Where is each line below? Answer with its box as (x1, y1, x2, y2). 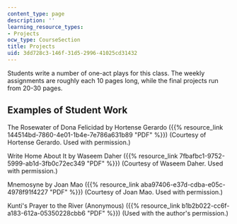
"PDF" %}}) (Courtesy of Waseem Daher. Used (86, 159, 224, 168)
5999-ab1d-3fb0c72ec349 (7, 159, 86, 168)
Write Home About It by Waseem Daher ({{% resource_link (7, 151, 178, 160)
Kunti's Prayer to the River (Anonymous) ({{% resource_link (7, 201, 180, 210)
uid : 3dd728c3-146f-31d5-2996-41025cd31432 (7, 50, 138, 57)
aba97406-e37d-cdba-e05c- (140, 180, 226, 189)
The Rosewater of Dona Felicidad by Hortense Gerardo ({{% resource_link (7, 123, 224, 131)
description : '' (7, 17, 55, 24)
